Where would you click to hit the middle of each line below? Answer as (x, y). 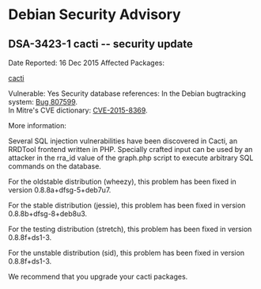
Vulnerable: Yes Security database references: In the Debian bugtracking (127, 93)
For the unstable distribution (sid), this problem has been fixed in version (127, 253)
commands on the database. (55, 166)
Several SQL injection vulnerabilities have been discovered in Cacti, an (123, 141)
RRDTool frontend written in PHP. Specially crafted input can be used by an (130, 149)
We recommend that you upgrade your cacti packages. (98, 276)
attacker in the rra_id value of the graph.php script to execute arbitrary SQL (131, 158)
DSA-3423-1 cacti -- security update (101, 44)
